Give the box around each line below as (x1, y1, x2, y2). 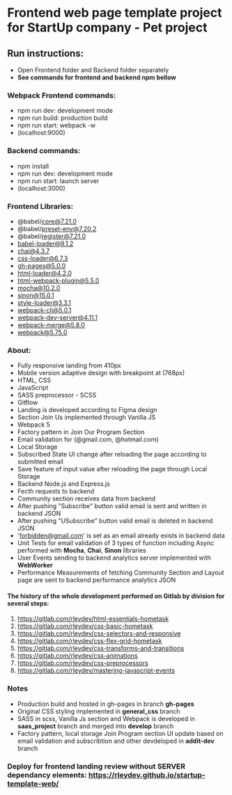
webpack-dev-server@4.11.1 (17, 313, 98, 322)
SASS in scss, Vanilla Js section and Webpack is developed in (17, 714, 195, 723)
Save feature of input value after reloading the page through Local (17, 465, 208, 473)
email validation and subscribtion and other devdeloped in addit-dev (17, 737, 215, 745)
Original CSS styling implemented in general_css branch (17, 707, 180, 715)
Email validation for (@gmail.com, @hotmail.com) (17, 435, 159, 443)
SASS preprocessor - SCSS (17, 391, 97, 400)
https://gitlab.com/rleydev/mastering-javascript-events (17, 666, 176, 675)
